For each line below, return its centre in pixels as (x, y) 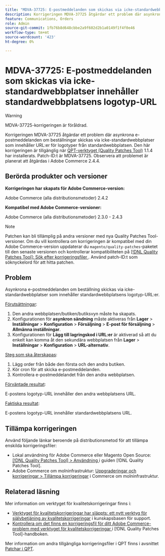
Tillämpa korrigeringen (41, 429)
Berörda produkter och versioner (56, 176)
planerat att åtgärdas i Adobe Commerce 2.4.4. (53, 161)
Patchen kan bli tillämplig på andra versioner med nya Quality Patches (76, 236)
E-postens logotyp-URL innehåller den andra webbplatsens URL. (70, 394)
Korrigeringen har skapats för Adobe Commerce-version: (65, 188)
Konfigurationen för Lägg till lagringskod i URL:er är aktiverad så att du (84, 335)
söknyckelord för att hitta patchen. (40, 262)
